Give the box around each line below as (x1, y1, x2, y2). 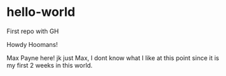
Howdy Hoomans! (6, 40, 59, 48)
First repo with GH (6, 27, 59, 35)
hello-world (6, 4, 76, 20)
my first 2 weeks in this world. (6, 61, 93, 69)
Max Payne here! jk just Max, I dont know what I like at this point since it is (6, 53, 220, 62)
